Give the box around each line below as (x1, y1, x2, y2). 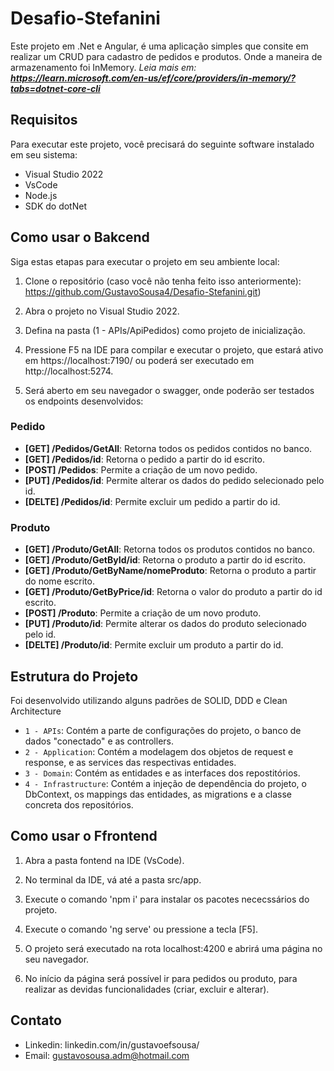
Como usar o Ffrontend (10, 828, 158, 845)
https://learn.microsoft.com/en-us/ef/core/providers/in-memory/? (10, 72, 297, 84)
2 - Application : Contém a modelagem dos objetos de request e (24, 745, 294, 757)
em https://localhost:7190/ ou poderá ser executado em (24, 354, 255, 366)
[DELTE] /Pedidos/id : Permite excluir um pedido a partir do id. (24, 495, 281, 507)
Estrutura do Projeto (10, 668, 139, 685)
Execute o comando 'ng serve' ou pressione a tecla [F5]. (24, 923, 258, 935)
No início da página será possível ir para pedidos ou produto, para (24, 972, 298, 984)
